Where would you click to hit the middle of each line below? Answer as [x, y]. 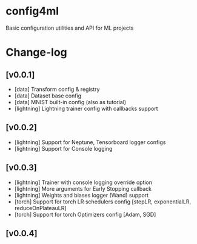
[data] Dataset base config [48, 96]
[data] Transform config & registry [57, 89]
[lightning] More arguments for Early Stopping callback [83, 188]
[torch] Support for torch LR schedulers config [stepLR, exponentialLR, [103, 202]
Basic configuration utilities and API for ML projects [70, 28]
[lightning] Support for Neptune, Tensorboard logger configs [90, 142]
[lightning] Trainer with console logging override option [83, 182]
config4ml [32, 11]
